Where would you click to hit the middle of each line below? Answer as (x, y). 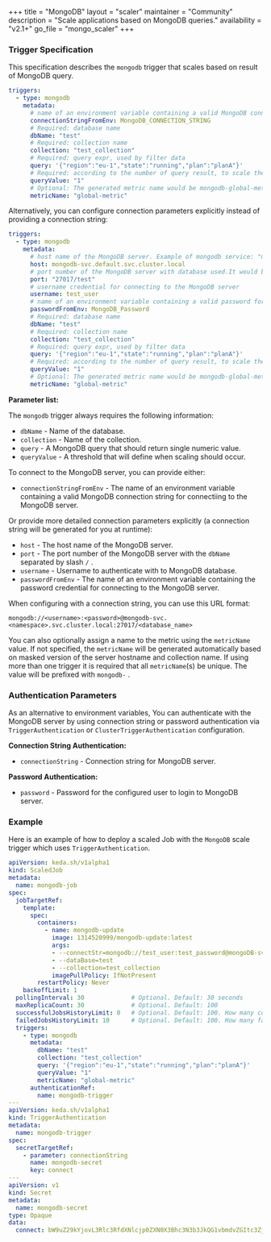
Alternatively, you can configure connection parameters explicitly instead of (134, 211)
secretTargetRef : (45, 1148)
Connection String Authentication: (67, 746)
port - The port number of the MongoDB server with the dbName (125, 553)
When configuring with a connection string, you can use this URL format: (129, 603)
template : (40, 908)
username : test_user (64, 294)
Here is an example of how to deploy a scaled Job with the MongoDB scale (129, 840)
